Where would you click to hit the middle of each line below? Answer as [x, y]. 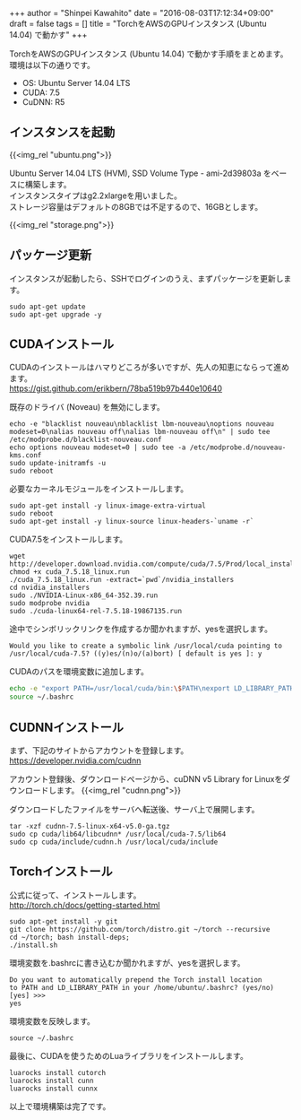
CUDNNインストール [66, 727]
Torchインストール [61, 872]
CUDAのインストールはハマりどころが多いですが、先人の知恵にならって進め [149, 368]
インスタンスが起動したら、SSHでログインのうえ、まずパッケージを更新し [146, 278]
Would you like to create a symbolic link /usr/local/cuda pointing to [146, 646]
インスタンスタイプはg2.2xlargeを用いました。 [95, 195]
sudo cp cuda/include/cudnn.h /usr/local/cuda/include [114, 842]
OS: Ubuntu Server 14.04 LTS [76, 83]
